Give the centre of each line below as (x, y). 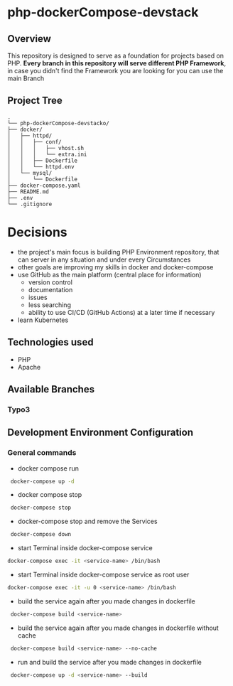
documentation (50, 289)
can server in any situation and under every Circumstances (104, 259)
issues (38, 297)
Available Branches (51, 389)
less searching (49, 305)
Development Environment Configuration (101, 433)
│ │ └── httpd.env (41, 167)
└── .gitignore (30, 204)
